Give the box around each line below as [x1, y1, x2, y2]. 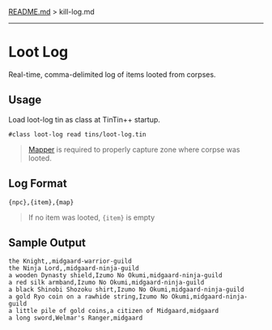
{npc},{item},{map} [8, 198, 74, 206]
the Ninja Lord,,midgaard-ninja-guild [8, 264, 139, 272]
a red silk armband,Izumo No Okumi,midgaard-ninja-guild [8, 279, 205, 287]
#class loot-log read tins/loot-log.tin [8, 130, 147, 139]
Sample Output [8, 235, 87, 250]
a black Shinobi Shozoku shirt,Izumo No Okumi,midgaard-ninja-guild [8, 285, 244, 294]
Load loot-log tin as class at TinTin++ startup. [8, 114, 160, 124]
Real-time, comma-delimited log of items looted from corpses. [8, 69, 216, 79]
